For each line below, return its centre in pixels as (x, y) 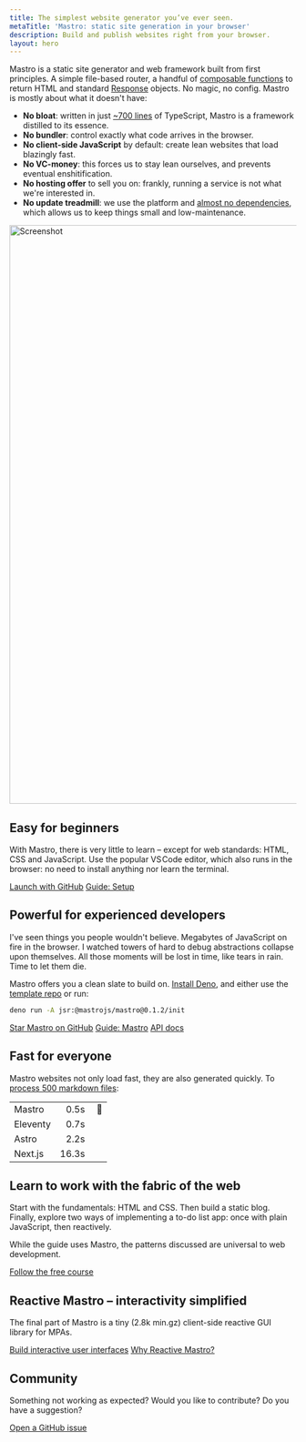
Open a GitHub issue (48, 1427)
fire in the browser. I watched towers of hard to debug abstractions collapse (152, 947)
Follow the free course (51, 1272)
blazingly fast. (49, 155)
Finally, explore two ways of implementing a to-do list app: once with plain (148, 1217)
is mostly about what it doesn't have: (78, 98)
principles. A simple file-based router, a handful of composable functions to (151, 79)
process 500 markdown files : (64, 1088)
